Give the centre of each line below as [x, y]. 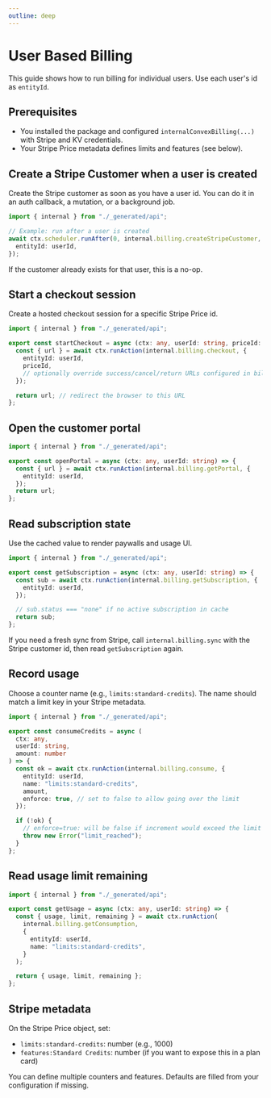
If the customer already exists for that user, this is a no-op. [106, 269]
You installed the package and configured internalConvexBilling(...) [138, 132]
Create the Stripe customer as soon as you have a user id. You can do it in [131, 194]
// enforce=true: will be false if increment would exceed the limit [142, 829]
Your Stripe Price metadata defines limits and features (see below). [131, 148]
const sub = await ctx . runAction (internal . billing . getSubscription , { [137, 580]
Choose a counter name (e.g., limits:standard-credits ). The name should [132, 693]
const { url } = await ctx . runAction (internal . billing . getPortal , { [133, 469]
